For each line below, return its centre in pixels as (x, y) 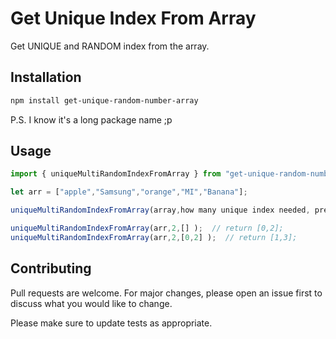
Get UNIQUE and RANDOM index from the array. (110, 46)
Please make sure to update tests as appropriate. (111, 323)
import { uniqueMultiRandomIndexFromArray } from (116, 174)
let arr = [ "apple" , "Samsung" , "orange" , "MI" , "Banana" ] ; (129, 192)
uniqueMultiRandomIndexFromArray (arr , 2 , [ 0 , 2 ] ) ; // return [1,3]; (154, 237)
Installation (46, 77)
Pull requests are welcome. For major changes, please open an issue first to (166, 293)
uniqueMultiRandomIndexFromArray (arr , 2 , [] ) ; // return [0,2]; (147, 228)
